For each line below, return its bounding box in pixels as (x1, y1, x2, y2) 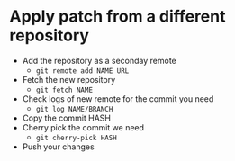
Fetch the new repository (22, 74, 116, 85)
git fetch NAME (35, 85, 93, 94)
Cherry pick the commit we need (22, 121, 145, 132)
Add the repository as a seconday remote (22, 55, 177, 66)
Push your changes (22, 141, 95, 152)
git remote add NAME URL (35, 66, 130, 76)
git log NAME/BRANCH (35, 104, 113, 113)
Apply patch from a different (9, 6, 226, 27)
